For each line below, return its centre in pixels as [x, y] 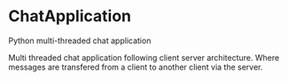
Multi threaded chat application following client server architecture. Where [144, 57]
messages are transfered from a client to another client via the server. [136, 67]
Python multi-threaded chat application [80, 40]
